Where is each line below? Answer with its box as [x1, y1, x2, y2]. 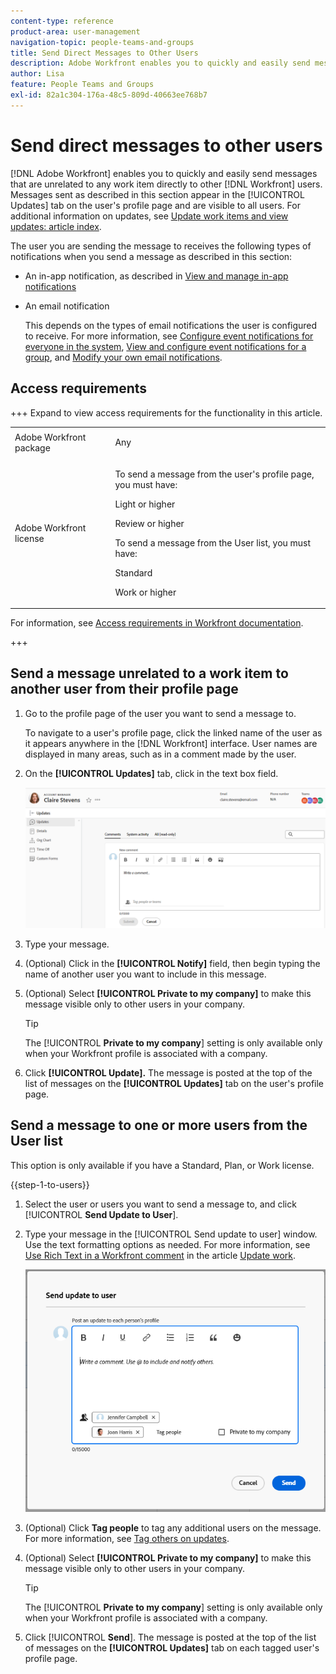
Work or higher [114, 586, 177, 598]
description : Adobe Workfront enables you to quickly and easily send [10, 58, 311, 69]
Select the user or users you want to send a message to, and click [24, 1198, 297, 1210]
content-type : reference [10, 16, 114, 26]
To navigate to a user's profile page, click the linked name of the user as [24, 726, 323, 739]
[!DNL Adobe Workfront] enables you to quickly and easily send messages [10, 167, 318, 179]
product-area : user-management [10, 26, 141, 37]
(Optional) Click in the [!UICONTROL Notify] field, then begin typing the [24, 957, 321, 969]
